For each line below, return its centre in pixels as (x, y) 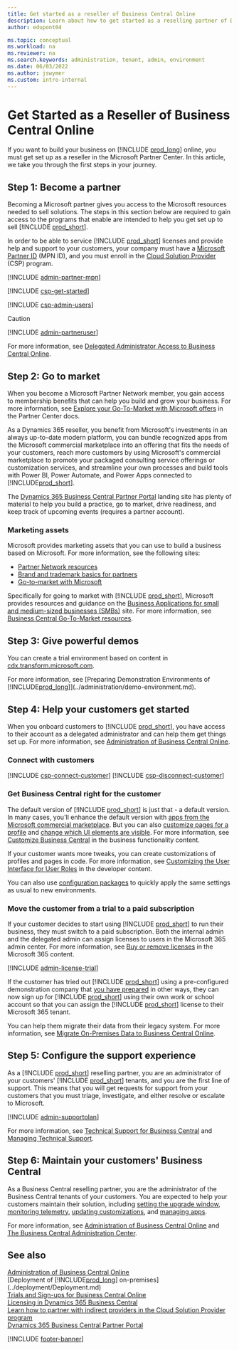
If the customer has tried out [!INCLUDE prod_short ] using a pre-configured (118, 981)
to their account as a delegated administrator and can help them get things (117, 734)
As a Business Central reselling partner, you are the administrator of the (112, 1188)
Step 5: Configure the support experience (102, 1056)
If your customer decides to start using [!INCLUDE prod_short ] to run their (116, 924)
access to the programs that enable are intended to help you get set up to (115, 220)
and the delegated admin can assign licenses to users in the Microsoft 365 (117, 939)
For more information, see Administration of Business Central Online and (113, 1225)
